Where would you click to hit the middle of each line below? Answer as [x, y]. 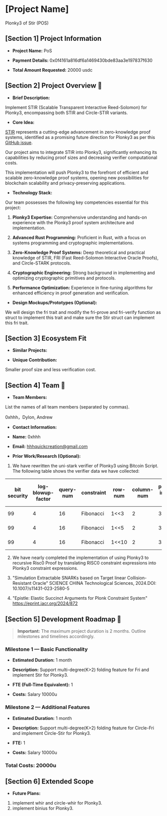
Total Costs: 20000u [31, 765]
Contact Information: [35, 427]
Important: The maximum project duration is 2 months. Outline [82, 631]
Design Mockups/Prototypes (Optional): [55, 302]
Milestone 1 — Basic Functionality [46, 649]
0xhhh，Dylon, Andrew [29, 417]
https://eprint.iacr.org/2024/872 [45, 603]
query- [68, 490]
